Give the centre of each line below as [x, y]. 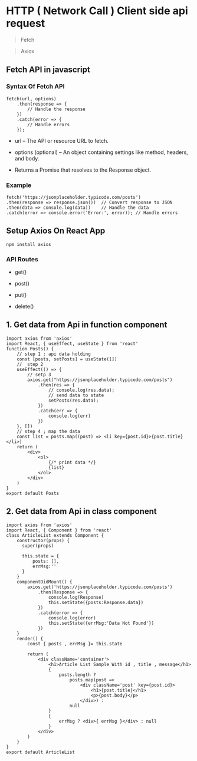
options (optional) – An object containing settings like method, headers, [101, 152]
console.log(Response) [76, 597]
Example [19, 185]
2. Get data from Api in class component [82, 511]
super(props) [38, 546]
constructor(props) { [43, 540]
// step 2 [30, 364]
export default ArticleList [41, 752]
